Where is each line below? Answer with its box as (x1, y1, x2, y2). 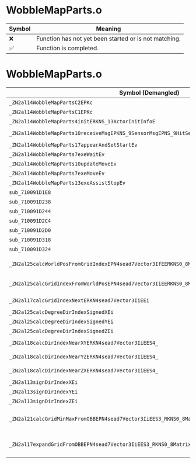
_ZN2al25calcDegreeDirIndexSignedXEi (9, 309, 114, 316)
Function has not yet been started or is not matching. (36, 34, 181, 43)
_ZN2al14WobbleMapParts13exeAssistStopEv (9, 179, 126, 186)
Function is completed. (36, 44, 99, 52)
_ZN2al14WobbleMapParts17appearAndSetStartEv (9, 141, 138, 148)
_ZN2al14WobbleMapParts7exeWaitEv (9, 151, 105, 158)
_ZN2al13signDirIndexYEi (9, 388, 78, 395)
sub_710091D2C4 (9, 217, 51, 224)
